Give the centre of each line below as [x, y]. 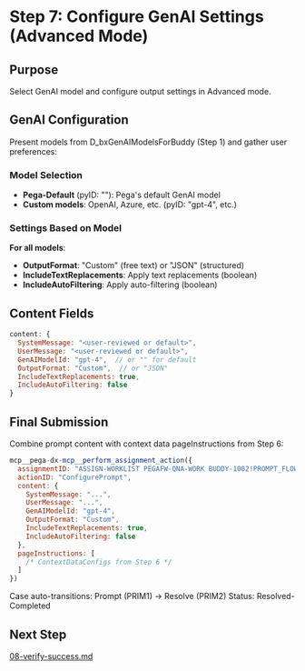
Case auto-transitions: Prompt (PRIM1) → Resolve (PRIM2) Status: [132, 596]
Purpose [34, 70]
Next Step [38, 634]
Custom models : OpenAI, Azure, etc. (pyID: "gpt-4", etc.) [130, 205]
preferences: [33, 151]
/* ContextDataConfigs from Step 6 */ [99, 562]
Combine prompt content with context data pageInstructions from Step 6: [147, 444]
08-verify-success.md [51, 656]
